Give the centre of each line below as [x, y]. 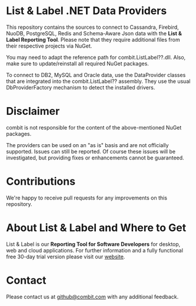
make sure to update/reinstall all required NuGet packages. [77, 64]
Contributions [41, 182]
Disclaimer [33, 112]
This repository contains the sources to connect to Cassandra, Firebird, [93, 27]
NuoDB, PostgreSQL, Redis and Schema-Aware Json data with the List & [94, 33]
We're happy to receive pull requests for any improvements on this [87, 198]
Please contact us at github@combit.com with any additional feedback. [92, 297]
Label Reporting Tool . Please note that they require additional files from [93, 39]
